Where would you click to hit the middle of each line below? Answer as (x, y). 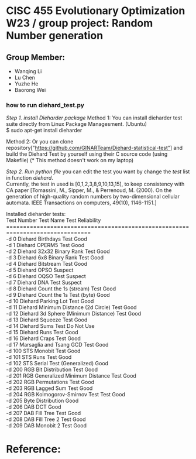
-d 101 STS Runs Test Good (39, 357)
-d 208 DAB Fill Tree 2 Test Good (46, 419)
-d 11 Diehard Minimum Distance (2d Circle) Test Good (71, 307)
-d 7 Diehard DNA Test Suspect (44, 283)
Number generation (55, 36)
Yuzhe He (26, 84)
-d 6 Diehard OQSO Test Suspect (46, 276)
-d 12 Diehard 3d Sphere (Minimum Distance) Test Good (74, 314)
